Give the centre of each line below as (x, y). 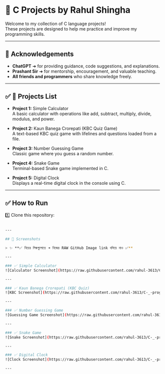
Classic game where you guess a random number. (63, 153)
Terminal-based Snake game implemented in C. (60, 168)
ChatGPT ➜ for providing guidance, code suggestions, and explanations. (86, 66)
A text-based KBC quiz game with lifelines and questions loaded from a (84, 133)
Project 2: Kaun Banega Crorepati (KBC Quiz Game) (65, 128)
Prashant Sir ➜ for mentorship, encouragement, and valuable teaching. (84, 71)
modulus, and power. (33, 119)
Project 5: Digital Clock (36, 178)
